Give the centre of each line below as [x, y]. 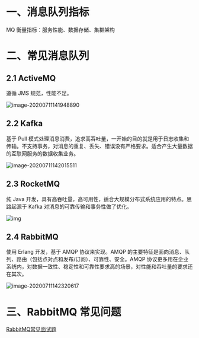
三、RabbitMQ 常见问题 [64, 312]
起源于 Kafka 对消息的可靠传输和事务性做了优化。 [71, 206]
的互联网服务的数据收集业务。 [42, 153]
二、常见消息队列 [48, 56]
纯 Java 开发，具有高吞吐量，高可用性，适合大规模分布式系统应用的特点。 [97, 199]
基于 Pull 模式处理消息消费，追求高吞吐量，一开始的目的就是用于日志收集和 [98, 138]
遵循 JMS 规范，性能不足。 [39, 93]
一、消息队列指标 [48, 12]
